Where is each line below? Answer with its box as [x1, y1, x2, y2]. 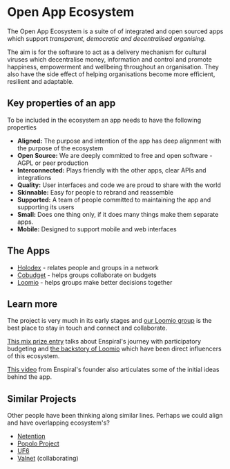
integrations [17, 173, 52, 182]
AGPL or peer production [17, 159, 88, 167]
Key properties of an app [7, 98, 116, 109]
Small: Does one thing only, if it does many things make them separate [17, 210, 219, 218]
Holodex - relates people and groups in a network [17, 263, 159, 272]
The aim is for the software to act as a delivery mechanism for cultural [7, 48, 207, 56]
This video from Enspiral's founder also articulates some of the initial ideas [7, 365, 220, 374]
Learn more [7, 298, 58, 310]
